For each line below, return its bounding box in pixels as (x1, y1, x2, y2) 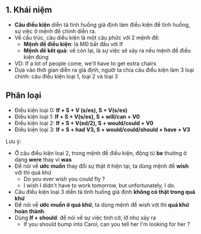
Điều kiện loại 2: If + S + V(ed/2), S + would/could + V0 (14, 119, 154, 126)
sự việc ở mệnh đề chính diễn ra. (14, 27, 96, 35)
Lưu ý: (5, 137, 22, 145)
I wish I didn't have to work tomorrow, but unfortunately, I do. (23, 182, 176, 189)
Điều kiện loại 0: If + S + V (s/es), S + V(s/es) (14, 106, 128, 114)
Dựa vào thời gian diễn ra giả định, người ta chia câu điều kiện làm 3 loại (14, 66, 194, 74)
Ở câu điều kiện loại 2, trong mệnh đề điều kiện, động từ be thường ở (14, 149, 187, 157)
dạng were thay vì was (14, 156, 72, 163)
